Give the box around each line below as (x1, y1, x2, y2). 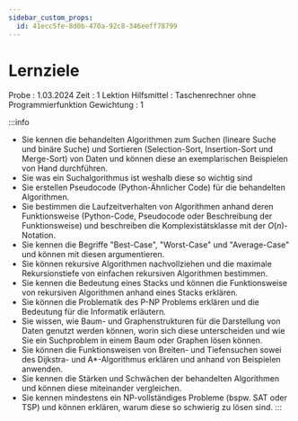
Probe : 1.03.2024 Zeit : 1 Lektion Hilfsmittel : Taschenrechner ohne (8, 90, 257, 101)
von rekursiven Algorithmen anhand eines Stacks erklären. (21, 287, 239, 298)
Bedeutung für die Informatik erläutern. (21, 307, 167, 318)
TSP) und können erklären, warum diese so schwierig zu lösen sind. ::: (21, 402, 283, 413)
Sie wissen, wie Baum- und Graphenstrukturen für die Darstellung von (21, 316, 281, 327)
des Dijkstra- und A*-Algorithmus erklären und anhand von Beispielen (21, 354, 282, 365)
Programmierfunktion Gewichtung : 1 (8, 100, 145, 111)
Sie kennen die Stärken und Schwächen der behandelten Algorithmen (21, 373, 280, 384)
